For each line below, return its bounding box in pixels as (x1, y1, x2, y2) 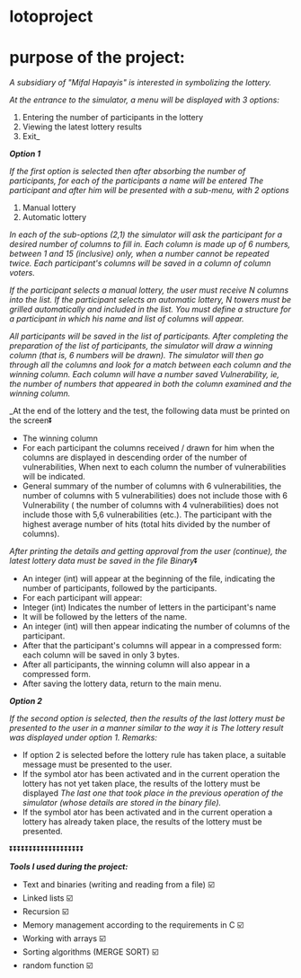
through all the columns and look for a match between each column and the (9, 359, 292, 370)
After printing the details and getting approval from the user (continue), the (9, 546, 288, 557)
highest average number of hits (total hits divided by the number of (22, 519, 271, 530)
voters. (9, 268, 36, 278)
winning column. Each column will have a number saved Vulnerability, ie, (9, 369, 280, 380)
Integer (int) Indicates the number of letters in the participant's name (22, 602, 277, 612)
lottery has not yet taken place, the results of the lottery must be (22, 779, 261, 789)
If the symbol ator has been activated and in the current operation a (22, 806, 273, 818)
